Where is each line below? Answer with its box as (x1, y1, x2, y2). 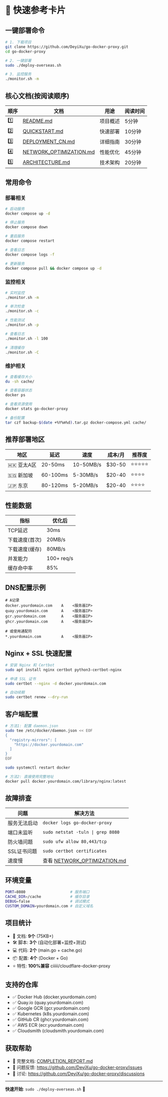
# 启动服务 (5, 206, 25, 211)
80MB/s (46, 545, 66, 553)
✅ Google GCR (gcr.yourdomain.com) (12, 1005, 90, 1011)
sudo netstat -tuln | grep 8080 (42, 829, 120, 835)
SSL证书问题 (7, 848, 37, 855)
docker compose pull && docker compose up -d (5, 266, 101, 271)
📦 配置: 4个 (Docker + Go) (12, 955, 68, 961)
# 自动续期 (5, 690, 25, 695)
